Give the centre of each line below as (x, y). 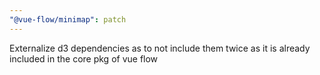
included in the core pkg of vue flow (84, 58)
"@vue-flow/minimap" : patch (68, 19)
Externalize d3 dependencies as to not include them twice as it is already (160, 48)
